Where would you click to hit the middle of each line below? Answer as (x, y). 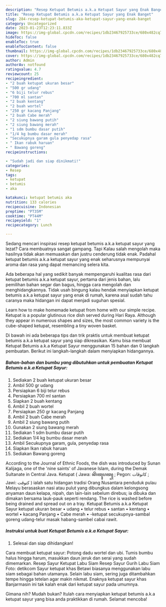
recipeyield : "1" (23, 220)
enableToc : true (22, 42)
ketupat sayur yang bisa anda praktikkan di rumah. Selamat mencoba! (76, 599)
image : (12, 33)
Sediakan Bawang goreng (39, 453)
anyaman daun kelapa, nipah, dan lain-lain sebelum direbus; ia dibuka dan (81, 493)
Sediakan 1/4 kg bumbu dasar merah (50, 437)
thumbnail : (17, 51)
